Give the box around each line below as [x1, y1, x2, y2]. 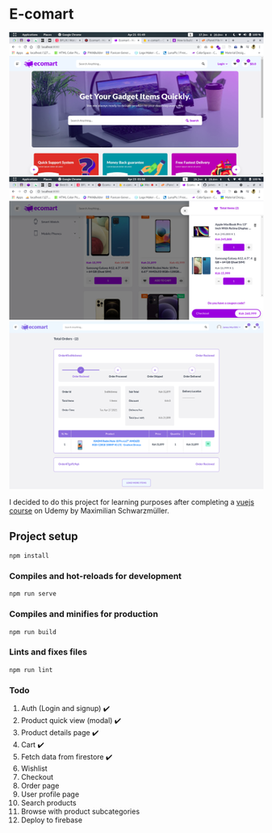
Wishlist [20, 763, 48, 773]
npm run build [9, 628, 57, 636]
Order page [20, 781, 60, 791]
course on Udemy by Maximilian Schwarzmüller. [9, 506, 169, 516]
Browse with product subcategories [20, 806, 140, 817]
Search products [20, 798, 77, 808]
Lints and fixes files [9, 646, 88, 658]
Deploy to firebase [20, 815, 83, 825]
